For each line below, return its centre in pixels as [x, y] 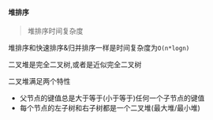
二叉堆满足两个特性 [39, 81]
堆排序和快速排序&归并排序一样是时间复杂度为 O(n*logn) [99, 48]
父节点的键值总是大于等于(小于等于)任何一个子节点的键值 [112, 98]
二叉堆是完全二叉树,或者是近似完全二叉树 [75, 65]
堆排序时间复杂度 [55, 31]
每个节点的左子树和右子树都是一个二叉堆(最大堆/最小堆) [110, 108]
